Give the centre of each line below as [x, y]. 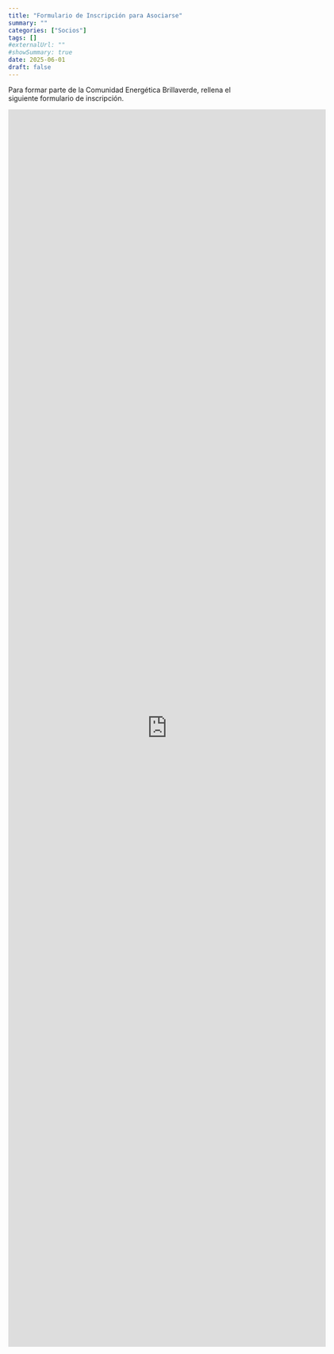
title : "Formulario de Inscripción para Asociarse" [95, 15]
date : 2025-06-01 [37, 60]
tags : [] [23, 38]
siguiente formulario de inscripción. [66, 98]
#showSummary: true [40, 52]
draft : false [30, 67]
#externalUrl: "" [37, 45]
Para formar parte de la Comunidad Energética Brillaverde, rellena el [120, 90]
